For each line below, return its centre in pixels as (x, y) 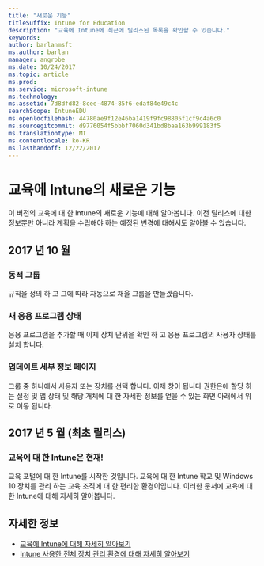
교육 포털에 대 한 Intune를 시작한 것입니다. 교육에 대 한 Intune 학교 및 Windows (131, 477)
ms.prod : (23, 82)
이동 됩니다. (34, 405)
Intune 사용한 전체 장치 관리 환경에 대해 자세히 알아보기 (105, 554)
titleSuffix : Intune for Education (67, 23)
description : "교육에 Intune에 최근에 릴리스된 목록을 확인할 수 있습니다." (119, 30)
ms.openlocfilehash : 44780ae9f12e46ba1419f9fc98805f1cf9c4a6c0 (115, 119)
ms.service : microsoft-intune (58, 89)
